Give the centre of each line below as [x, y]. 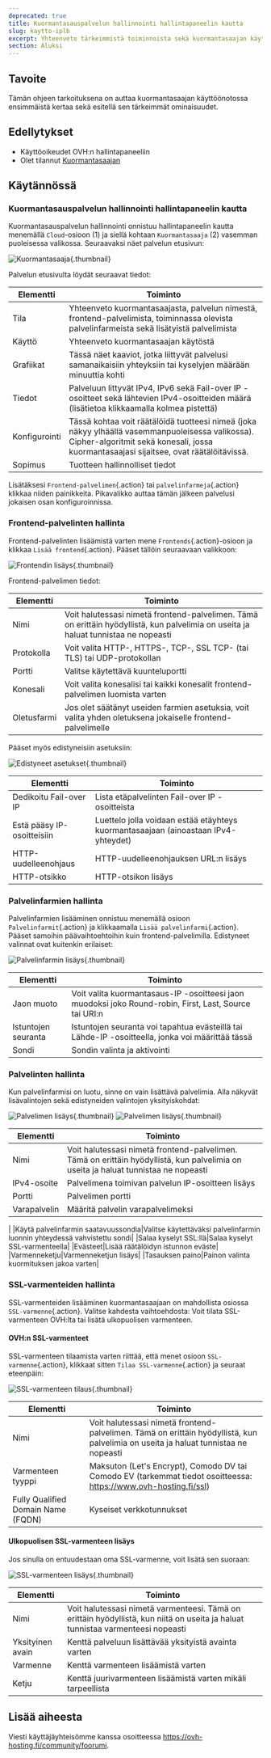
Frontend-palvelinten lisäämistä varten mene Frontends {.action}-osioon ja [131, 541]
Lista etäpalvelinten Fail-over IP [155, 797]
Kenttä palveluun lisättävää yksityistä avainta [152, 1642]
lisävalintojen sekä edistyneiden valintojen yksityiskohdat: [104, 1101]
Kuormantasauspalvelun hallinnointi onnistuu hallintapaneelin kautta [121, 226]
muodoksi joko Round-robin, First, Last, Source [161, 1004]
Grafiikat [29, 365]
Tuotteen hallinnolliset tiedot [122, 465]
